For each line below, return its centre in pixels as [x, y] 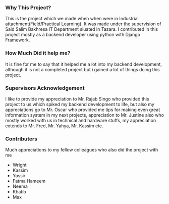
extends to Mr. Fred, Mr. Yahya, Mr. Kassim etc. [54, 126]
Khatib [19, 192]
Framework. [18, 40]
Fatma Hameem [29, 181]
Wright [19, 165]
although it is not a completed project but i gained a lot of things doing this [82, 69]
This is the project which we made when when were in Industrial [72, 19]
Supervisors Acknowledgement [45, 88]
